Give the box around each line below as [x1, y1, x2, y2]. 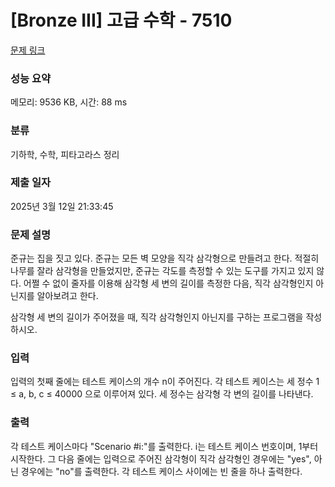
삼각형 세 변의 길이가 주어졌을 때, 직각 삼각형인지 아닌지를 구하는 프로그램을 [10, 311, 304, 323]
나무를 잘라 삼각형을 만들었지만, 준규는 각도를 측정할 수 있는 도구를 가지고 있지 [10, 265, 315, 277]
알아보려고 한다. [36, 290, 99, 302]
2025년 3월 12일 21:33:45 [10, 200, 114, 212]
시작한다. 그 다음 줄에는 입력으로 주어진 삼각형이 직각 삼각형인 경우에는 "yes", [10, 452, 312, 465]
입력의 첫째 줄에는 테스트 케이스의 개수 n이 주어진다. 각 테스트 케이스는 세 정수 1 [10, 376, 320, 388]
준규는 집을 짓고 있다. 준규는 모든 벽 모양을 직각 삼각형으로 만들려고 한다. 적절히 [10, 252, 320, 265]
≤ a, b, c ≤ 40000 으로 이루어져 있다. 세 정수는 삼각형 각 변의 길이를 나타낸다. [10, 388, 314, 400]
